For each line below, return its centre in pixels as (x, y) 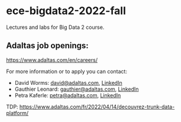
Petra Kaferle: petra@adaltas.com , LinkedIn (68, 95)
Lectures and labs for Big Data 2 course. (55, 27)
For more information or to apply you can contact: (67, 71)
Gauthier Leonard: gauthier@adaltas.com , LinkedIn (77, 89)
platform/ (17, 113)
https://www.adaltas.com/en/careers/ (52, 60)
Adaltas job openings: (47, 46)
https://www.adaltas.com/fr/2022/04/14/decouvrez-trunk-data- (97, 107)
